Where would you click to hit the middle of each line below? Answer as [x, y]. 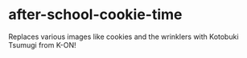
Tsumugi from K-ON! [42, 44]
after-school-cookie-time [95, 15]
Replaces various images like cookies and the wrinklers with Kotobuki [123, 37]
